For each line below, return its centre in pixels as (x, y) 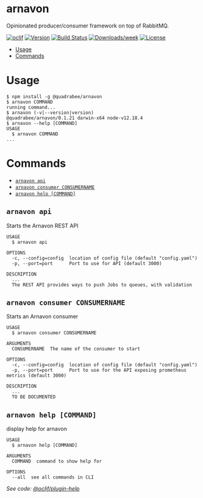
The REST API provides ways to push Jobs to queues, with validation (102, 285)
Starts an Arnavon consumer (42, 316)
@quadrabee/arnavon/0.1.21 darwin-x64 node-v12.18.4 (75, 118)
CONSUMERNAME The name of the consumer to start (76, 349)
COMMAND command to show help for (57, 461)
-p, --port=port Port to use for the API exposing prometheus (99, 371)
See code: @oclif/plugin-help (43, 489)
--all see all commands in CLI (53, 477)
